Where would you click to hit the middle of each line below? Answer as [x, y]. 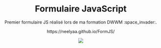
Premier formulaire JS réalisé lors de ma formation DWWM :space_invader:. [81, 22]
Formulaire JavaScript [81, 9]
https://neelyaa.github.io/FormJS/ [81, 31]
